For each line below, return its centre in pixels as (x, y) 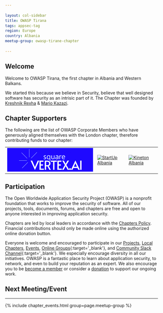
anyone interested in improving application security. (57, 213)
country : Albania (23, 36)
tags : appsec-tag (23, 26)
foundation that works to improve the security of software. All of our (73, 203)
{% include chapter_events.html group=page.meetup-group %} (68, 305)
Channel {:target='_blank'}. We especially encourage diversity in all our (76, 253)
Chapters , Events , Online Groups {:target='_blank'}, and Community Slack (78, 248)
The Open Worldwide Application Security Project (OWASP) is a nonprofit (78, 198)
